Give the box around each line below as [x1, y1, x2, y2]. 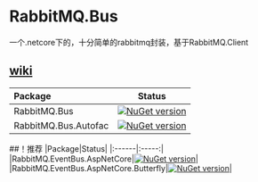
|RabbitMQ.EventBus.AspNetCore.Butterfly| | [9, 162, 233, 173]
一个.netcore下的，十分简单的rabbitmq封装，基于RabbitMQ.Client [9, 37, 249, 47]
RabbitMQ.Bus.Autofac [13, 119, 109, 131]
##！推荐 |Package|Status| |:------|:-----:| [9, 143, 165, 153]
